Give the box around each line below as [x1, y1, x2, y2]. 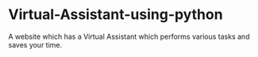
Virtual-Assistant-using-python [8, 6, 224, 24]
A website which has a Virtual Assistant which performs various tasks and [8, 32, 250, 41]
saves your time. [8, 40, 63, 49]
